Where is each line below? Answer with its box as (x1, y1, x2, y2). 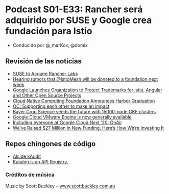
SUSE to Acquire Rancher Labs (12, 70, 78, 77)
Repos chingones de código (5, 139, 96, 149)
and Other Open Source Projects (12, 92, 82, 98)
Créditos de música (5, 171, 55, 178)
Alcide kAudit (12, 153, 41, 159)
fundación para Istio (5, 26, 92, 37)
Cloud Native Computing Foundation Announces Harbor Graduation (12, 98, 155, 104)
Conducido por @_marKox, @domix (12, 42, 88, 48)
